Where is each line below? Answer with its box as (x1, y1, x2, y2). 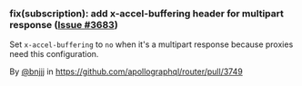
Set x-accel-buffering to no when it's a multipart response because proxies (9, 39, 294, 50)
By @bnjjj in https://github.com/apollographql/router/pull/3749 (9, 66, 243, 77)
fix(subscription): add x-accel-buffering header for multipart (9, 7, 285, 20)
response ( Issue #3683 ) (9, 18, 118, 31)
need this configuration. (9, 49, 99, 60)
